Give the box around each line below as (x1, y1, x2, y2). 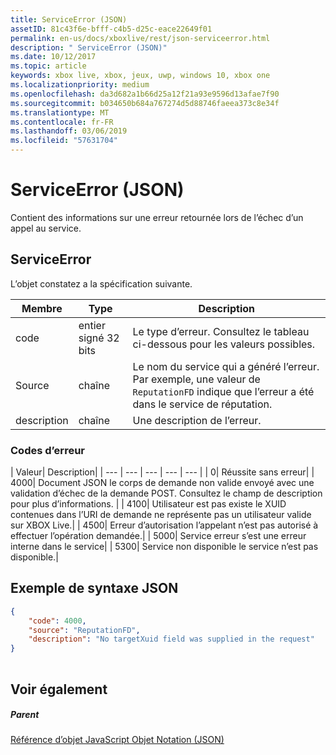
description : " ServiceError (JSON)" (10, 42, 168, 53)
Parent (10, 709, 40, 721)
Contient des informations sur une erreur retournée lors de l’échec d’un (10, 211, 304, 223)
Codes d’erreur (10, 443, 85, 457)
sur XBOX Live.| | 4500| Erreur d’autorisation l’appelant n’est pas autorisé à (10, 519, 319, 531)
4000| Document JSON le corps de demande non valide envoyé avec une (10, 477, 315, 489)
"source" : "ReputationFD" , (28, 625, 141, 635)
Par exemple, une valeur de (132, 372, 261, 386)
